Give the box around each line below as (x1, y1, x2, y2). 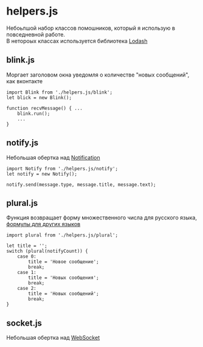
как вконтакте (6, 77, 43, 84)
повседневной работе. (6, 30, 66, 38)
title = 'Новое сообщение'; (28, 259, 99, 265)
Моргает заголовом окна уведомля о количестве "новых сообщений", (6, 71, 190, 78)
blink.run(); (17, 111, 50, 117)
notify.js (6, 138, 38, 148)
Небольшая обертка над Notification (6, 154, 100, 161)
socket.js (6, 318, 43, 328)
